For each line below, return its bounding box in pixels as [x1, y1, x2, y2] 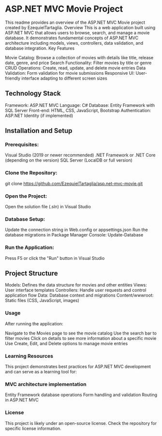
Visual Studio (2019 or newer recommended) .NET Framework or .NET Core [5, 152, 156, 158]
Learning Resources [5, 352, 53, 359]
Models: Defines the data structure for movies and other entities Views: [5, 282, 147, 288]
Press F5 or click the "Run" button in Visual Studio [5, 255, 105, 261]
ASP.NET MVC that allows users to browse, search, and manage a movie [5, 30, 150, 35]
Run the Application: [5, 244, 54, 251]
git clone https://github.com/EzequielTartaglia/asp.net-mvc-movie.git [5, 181, 143, 186]
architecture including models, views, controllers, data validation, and [5, 40, 144, 46]
